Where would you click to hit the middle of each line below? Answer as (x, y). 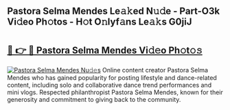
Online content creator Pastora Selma (155, 70)
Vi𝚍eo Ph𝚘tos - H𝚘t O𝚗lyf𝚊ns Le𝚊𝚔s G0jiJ (100, 22)
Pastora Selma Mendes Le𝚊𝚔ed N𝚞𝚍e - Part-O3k (114, 11)
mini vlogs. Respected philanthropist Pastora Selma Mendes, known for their (115, 92)
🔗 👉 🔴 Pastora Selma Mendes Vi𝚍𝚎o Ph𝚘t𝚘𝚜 (105, 50)
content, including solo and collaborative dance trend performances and (109, 85)
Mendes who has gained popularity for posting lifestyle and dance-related (112, 78)
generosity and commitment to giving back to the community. (94, 99)
